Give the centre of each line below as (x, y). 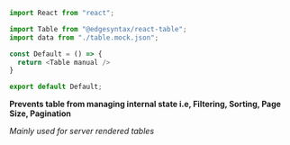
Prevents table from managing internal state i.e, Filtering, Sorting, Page (145, 104)
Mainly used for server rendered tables (82, 131)
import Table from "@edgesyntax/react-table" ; (98, 29)
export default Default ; (56, 87)
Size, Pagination (41, 113)
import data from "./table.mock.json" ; (84, 37)
